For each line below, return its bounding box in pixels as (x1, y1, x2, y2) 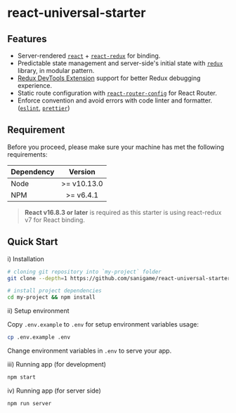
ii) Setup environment (7, 307, 70, 315)
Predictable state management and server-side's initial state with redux (17, 59, 223, 67)
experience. (17, 81, 53, 89)
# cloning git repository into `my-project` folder (7, 268, 162, 275)
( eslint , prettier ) (17, 104, 70, 112)
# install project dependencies (7, 287, 102, 294)
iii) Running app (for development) (7, 360, 107, 368)
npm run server (7, 400, 52, 407)
